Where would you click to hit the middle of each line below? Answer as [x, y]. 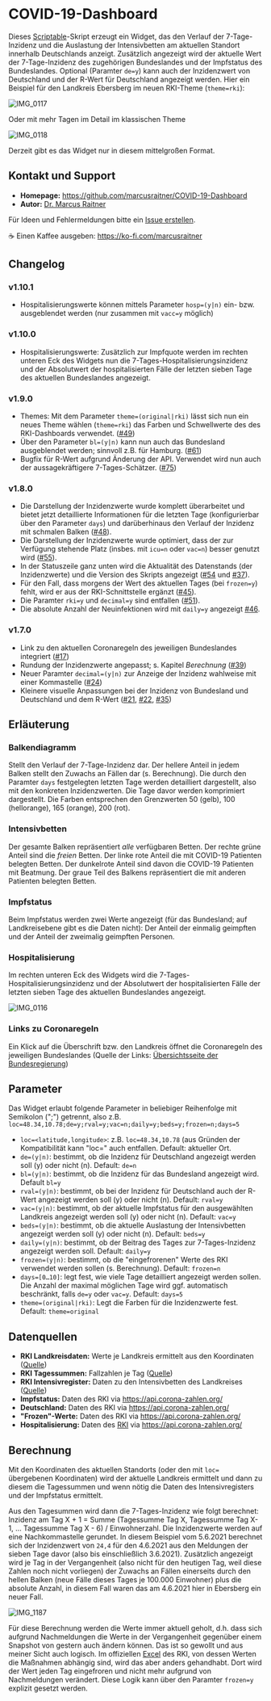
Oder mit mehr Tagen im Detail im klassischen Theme [97, 119]
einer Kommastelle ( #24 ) [61, 682]
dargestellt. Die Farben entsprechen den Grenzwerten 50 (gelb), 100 [122, 800]
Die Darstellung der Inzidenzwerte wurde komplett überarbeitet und [132, 506]
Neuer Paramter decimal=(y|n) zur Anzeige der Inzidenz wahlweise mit [138, 673]
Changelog [37, 265]
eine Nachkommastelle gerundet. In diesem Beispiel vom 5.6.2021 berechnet [135, 1536]
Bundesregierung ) [38, 1064]
